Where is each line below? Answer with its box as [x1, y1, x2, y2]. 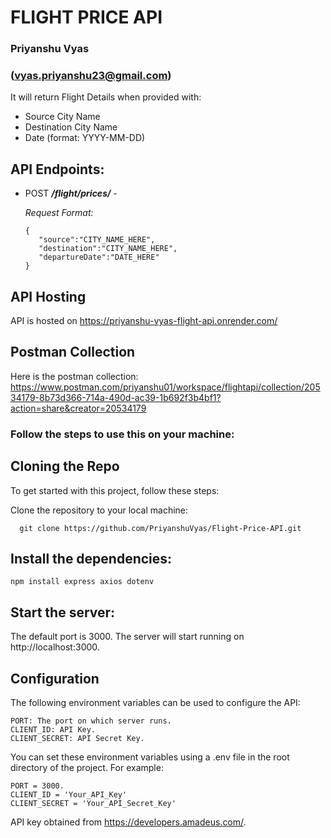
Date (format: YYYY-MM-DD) [24, 132, 146, 144]
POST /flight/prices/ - [24, 187, 118, 200]
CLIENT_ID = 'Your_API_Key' [10, 790, 128, 800]
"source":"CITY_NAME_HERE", [38, 235, 156, 245]
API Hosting [10, 288, 87, 305]
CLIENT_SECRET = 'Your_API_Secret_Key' [10, 799, 177, 809]
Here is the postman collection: [10, 370, 139, 382]
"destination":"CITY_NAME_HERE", [38, 244, 178, 254]
